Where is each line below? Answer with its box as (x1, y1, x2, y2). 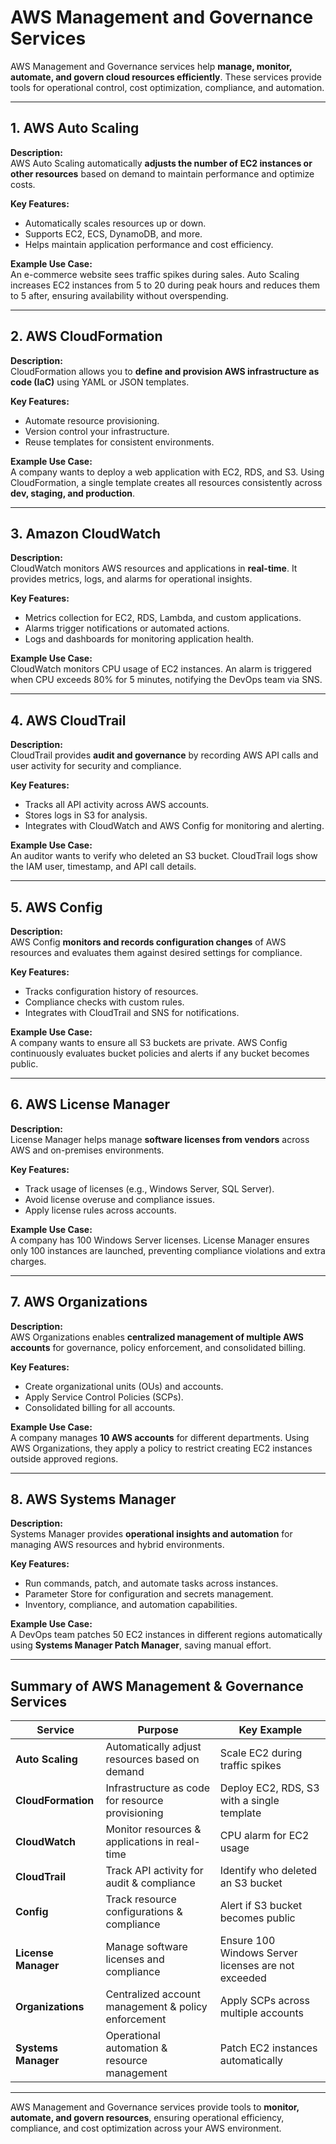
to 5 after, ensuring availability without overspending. (10, 289, 229, 301)
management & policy (105, 2000, 208, 2014)
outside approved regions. (10, 1452, 119, 1465)
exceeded (219, 1971, 267, 1985)
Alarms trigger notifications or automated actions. (24, 622, 230, 635)
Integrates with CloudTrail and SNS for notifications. (24, 1007, 240, 1018)
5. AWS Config (10, 899, 103, 916)
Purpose (137, 1723, 179, 1737)
